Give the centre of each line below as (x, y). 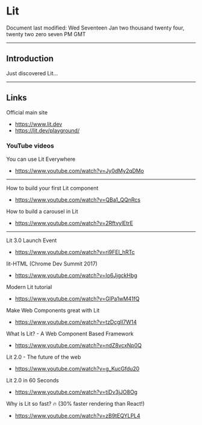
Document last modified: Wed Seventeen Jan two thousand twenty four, (95, 28)
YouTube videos (30, 146)
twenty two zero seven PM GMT (46, 34)
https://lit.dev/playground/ (47, 130)
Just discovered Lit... (32, 73)
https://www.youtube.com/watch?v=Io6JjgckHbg (76, 275)
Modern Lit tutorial (29, 287)
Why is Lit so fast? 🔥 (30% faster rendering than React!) (75, 403)
